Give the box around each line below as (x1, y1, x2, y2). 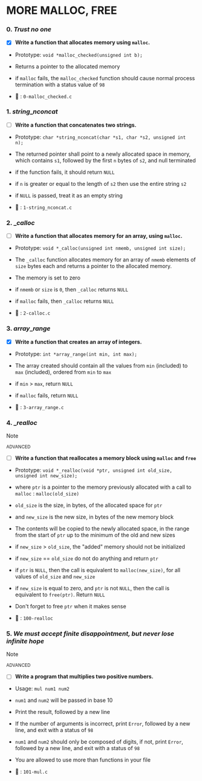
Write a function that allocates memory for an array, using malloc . (14, 232, 183, 240)
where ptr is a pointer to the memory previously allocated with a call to (14, 483, 192, 491)
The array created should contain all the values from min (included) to (14, 362, 188, 369)
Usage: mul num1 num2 (14, 685, 70, 692)
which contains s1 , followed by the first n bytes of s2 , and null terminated (14, 156, 196, 164)
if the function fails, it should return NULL (14, 168, 115, 176)
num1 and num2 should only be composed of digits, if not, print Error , (14, 738, 184, 745)
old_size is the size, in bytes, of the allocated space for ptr (14, 502, 163, 509)
